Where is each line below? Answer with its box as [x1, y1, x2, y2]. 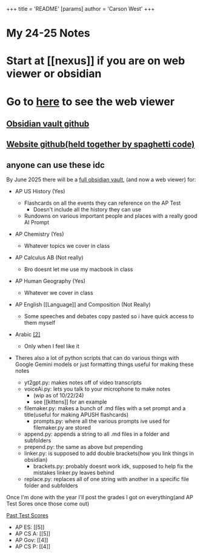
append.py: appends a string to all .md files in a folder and [24, 430, 170, 438]
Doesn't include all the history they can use [33, 206, 141, 213]
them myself [24, 319, 56, 327]
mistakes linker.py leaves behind [33, 469, 115, 476]
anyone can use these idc [6, 160, 105, 170]
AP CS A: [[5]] [15, 530, 50, 537]
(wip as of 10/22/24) [33, 392, 84, 399]
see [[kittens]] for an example [33, 398, 107, 405]
